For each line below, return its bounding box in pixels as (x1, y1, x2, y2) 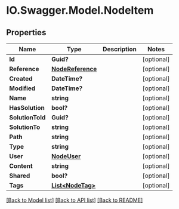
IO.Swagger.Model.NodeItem (6, 4, 154, 17)
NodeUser (51, 152, 81, 160)
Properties (6, 27, 47, 38)
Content (9, 162, 33, 170)
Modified (9, 84, 36, 93)
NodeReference (51, 65, 97, 73)
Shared (9, 171, 30, 180)
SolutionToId (9, 113, 46, 121)
